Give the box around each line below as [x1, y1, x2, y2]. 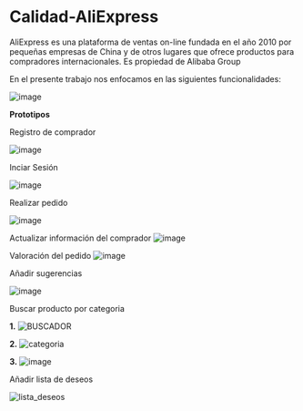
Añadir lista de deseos [9, 374, 94, 385]
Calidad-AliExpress [9, 6, 159, 27]
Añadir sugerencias [9, 267, 83, 279]
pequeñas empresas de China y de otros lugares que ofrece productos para [9, 46, 295, 57]
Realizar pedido [9, 197, 68, 208]
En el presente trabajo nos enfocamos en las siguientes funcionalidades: [9, 73, 282, 84]
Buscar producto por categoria [9, 303, 126, 313]
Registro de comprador [9, 126, 96, 138]
